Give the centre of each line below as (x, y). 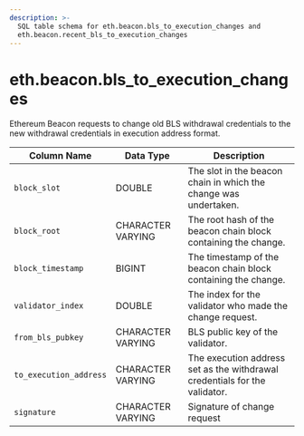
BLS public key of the (233, 332)
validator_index (49, 306)
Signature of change (231, 407)
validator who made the (237, 306)
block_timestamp (49, 269)
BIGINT (131, 268)
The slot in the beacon (235, 171)
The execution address (237, 358)
